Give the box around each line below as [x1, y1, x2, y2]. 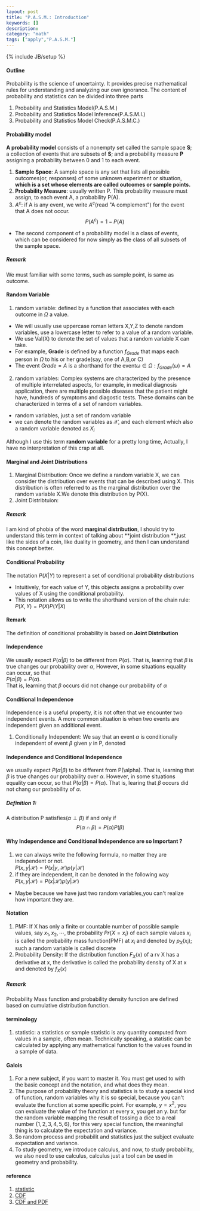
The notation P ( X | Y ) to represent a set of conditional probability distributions [6, 572, 195, 579]
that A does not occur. [14, 208, 70, 215]
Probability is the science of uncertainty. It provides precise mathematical [6, 80, 187, 87]
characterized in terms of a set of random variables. [14, 400, 143, 408]
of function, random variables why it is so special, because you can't [14, 1094, 184, 1101]
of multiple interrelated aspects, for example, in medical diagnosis [14, 381, 177, 389]
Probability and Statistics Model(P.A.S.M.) [14, 104, 118, 111]
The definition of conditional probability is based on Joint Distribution [6, 629, 179, 636]
